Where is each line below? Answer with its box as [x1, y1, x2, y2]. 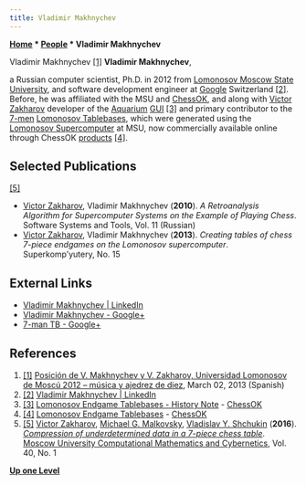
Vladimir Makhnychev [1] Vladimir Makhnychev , [9, 56, 192, 67]
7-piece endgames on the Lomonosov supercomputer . [22, 239, 229, 250]
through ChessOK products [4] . [9, 132, 128, 142]
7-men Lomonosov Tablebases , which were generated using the [9, 112, 252, 123]
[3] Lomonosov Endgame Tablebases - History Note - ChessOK [22, 399, 263, 410]
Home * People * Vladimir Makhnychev [9, 38, 162, 49]
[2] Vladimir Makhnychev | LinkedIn [22, 389, 157, 400]
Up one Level [9, 465, 60, 476]
